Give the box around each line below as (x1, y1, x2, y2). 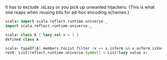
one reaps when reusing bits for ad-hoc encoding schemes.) (5, 9, 129, 15)
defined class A (5, 37, 39, 42)
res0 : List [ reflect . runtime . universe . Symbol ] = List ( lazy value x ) (5, 50, 148, 56)
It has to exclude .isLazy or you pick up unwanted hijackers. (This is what (5, 4, 155, 10)
